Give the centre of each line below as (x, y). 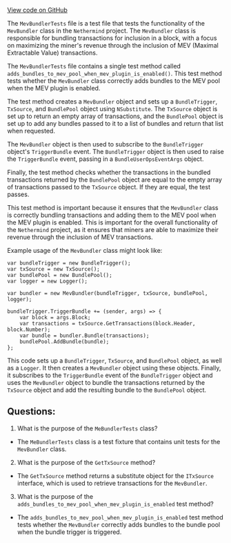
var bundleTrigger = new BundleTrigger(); (69, 263)
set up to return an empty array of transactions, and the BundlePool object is (115, 116)
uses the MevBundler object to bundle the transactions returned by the (106, 382)
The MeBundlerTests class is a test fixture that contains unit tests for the (119, 441)
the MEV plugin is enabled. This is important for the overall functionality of (113, 222)
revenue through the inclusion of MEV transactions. (80, 237)
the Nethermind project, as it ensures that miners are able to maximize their (113, 230)
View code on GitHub (37, 10)
